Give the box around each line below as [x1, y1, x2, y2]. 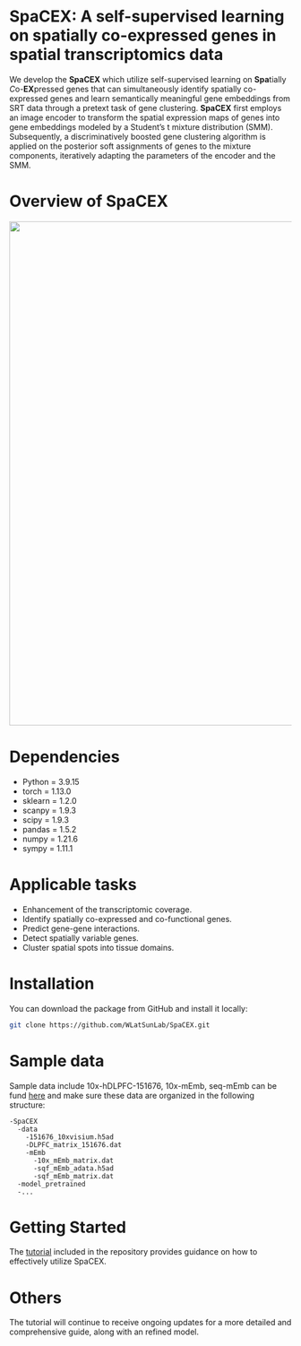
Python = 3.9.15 [21, 776, 80, 787]
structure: [9, 1100, 46, 1110]
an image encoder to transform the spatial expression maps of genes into [9, 112, 280, 123]
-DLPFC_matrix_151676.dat [25, 1140, 123, 1149]
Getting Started [9, 1217, 127, 1238]
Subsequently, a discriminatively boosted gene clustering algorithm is [9, 131, 266, 142]
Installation [9, 973, 95, 994]
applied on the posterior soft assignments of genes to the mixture [9, 141, 252, 151]
